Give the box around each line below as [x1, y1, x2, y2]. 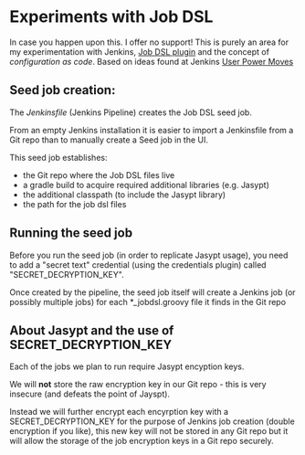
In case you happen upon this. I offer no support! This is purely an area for [9, 37, 289, 48]
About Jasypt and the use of [9, 323, 174, 338]
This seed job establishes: [9, 152, 108, 163]
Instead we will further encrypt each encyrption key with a [9, 407, 229, 418]
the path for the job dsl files [22, 198, 127, 209]
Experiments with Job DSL [9, 6, 214, 27]
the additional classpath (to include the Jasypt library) [22, 189, 226, 200]
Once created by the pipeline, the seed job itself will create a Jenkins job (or [9, 286, 296, 298]
